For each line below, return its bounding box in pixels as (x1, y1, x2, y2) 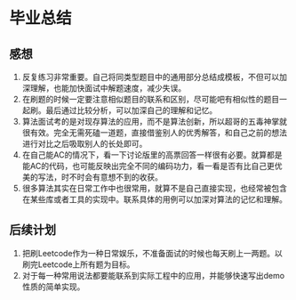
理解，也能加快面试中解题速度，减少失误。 (29, 83, 187, 93)
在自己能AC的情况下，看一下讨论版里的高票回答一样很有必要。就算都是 (21, 150, 283, 160)
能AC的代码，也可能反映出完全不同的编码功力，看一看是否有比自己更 (21, 161, 276, 171)
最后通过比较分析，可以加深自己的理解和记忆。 (45, 105, 218, 116)
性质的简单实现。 (21, 281, 85, 292)
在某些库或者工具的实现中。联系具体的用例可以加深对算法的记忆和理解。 (21, 194, 287, 205)
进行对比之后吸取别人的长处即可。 (21, 139, 148, 149)
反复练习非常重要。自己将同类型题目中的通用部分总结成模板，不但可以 (21, 72, 280, 82)
